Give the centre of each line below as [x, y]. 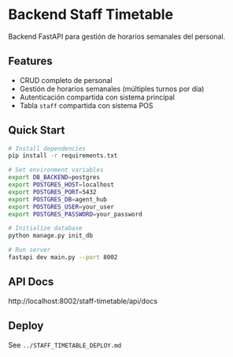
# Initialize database [45, 228]
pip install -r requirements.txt [63, 156]
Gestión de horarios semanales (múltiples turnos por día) [112, 88]
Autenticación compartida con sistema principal [97, 97]
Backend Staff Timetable [91, 15]
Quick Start [37, 131]
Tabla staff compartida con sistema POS [86, 105]
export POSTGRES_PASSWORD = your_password [76, 214]
